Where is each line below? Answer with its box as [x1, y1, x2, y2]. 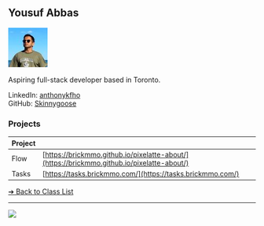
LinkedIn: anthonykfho [8, 90, 81, 99]
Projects [8, 118, 41, 129]
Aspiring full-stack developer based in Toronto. [8, 75, 161, 84]
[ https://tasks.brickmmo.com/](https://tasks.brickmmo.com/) [42, 169, 240, 179]
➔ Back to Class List [8, 187, 74, 196]
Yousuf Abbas [8, 6, 79, 20]
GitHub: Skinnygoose [8, 98, 77, 108]
